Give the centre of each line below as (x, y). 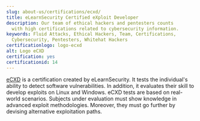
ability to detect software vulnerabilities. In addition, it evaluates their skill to (100, 85)
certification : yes (31, 57)
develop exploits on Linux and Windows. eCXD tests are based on (88, 92)
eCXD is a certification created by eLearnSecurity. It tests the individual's (97, 79)
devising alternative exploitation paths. (54, 111)
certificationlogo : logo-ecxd (44, 46)
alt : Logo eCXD (25, 51)
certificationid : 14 (32, 62)
